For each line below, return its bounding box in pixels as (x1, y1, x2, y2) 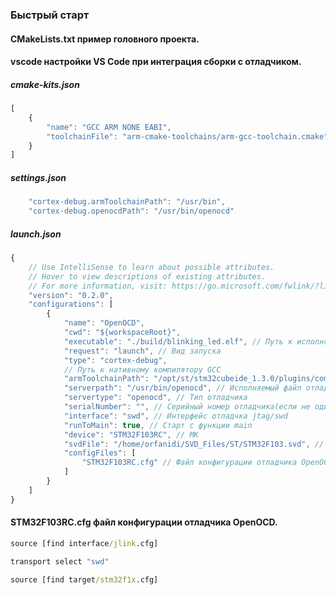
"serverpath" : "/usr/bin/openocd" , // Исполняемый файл (63, 383, 302, 393)
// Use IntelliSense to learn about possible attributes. (28, 262, 275, 272)
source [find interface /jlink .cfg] (10, 538, 159, 548)
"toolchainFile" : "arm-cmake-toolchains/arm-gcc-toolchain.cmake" (46, 131, 329, 142)
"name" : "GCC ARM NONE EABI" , (46, 122, 172, 132)
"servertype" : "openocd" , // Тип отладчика (63, 393, 248, 403)
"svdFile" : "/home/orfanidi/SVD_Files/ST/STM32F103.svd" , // (63, 439, 325, 449)
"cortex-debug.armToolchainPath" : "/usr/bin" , (28, 197, 226, 207)
